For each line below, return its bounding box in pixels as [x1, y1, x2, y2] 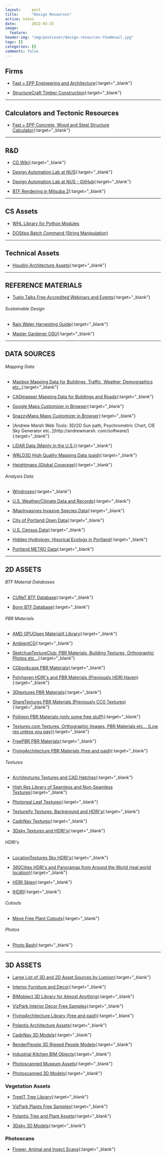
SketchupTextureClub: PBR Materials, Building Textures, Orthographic [12, 650, 155, 656]
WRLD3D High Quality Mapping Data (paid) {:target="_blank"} [12, 452, 137, 459]
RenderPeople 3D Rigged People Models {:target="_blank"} [12, 1041, 132, 1047]
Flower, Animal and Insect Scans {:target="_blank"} [12, 1146, 116, 1153]
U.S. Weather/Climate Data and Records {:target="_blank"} [12, 498, 131, 504]
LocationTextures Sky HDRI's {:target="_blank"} [12, 855, 109, 861]
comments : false [5, 49, 39, 54]
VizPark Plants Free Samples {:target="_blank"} [12, 1103, 108, 1109]
